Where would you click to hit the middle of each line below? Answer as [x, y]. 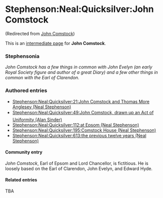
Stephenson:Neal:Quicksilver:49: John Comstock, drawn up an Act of [83, 112]
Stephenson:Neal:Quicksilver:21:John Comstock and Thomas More [81, 101]
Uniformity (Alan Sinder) [37, 119]
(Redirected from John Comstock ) [40, 33]
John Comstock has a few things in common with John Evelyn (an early [79, 67]
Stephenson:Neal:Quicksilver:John [80, 9]
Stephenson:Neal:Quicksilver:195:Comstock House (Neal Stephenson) [84, 130]
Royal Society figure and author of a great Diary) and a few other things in [81, 72]
